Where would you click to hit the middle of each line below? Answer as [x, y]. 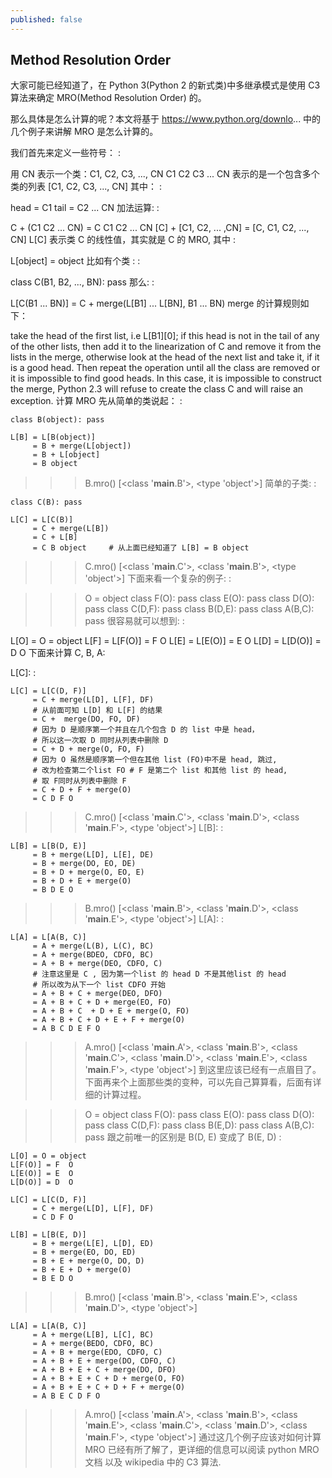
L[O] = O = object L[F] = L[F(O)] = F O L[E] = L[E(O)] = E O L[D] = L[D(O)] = [166, 641]
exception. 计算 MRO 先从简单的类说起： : [96, 401]
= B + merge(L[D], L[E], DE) [93, 855]
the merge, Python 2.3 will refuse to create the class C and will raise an [157, 389]
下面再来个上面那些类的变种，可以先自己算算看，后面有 [198, 1082]
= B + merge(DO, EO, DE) [84, 864]
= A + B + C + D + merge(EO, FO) [102, 1002]
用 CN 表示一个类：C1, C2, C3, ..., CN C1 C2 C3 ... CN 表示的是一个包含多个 [165, 174]
